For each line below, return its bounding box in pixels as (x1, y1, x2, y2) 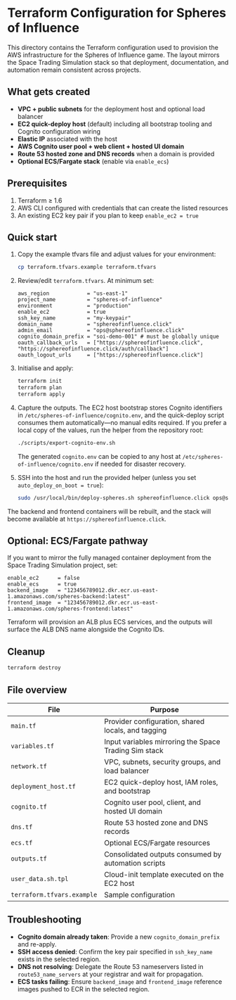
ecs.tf (11, 839, 33, 847)
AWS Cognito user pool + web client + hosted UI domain (17, 142, 185, 151)
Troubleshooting (7, 913, 82, 926)
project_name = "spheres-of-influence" (17, 296, 163, 303)
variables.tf (11, 742, 55, 750)
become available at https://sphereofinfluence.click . (7, 514, 166, 523)
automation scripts (104, 858, 166, 868)
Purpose (150, 704, 179, 714)
